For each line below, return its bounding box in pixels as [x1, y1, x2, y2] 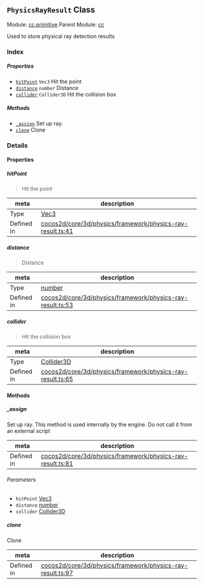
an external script [7, 427, 51, 434]
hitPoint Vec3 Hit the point [15, 78, 82, 85]
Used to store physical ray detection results [7, 33, 115, 40]
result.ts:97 [40, 569, 73, 577]
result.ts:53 [40, 301, 73, 310]
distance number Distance [15, 84, 79, 91]
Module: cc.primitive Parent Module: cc [7, 21, 105, 28]
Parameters [7, 476, 36, 484]
